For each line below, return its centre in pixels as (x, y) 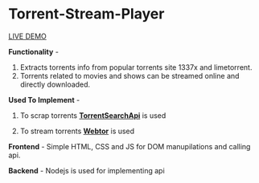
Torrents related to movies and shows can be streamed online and (129, 75)
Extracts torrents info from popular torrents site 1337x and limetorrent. (136, 67)
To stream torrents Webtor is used (77, 131)
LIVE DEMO (27, 36)
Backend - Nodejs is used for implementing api (86, 170)
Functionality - (33, 51)
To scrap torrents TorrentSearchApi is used (93, 115)
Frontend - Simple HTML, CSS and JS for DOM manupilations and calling (129, 146)
